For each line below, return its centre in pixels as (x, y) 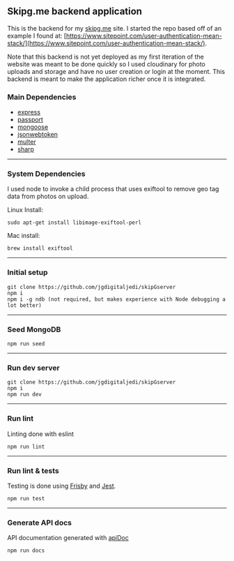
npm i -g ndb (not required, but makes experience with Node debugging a (117, 299)
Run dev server (34, 368)
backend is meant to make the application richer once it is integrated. (107, 79)
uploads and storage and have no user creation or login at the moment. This (116, 71)
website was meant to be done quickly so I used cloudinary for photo (106, 64)
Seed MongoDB (34, 329)
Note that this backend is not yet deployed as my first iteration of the (106, 57)
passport (30, 120)
